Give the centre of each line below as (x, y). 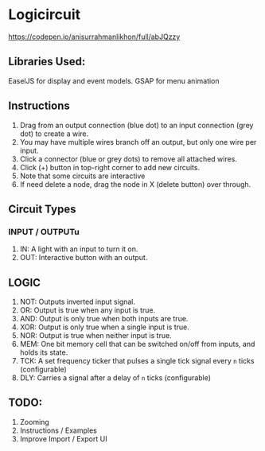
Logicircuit (45, 15)
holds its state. (44, 352)
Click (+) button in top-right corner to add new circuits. (110, 167)
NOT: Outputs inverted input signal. (78, 302)
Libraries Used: (47, 62)
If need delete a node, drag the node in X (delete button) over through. (135, 184)
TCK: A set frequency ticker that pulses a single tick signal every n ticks (137, 361)
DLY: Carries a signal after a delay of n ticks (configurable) (115, 378)
